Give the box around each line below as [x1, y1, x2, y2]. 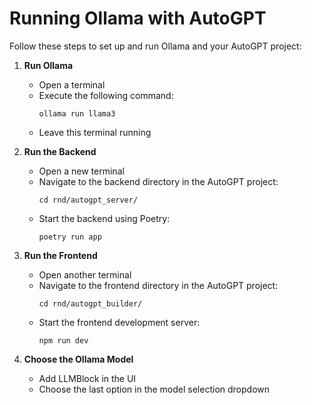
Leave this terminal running [38, 126, 152, 138]
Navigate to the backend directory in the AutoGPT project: [38, 175, 279, 187]
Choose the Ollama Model [23, 353, 134, 365]
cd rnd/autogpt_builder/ [38, 298, 143, 309]
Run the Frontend [23, 249, 98, 261]
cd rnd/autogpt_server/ [38, 195, 139, 205]
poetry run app [38, 232, 102, 242]
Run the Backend [23, 145, 97, 157]
